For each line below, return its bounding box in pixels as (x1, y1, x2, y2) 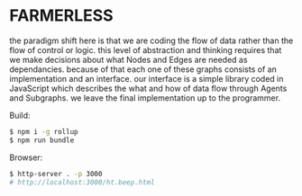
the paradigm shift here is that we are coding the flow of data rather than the (9, 35, 294, 46)
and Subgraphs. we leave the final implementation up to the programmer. (9, 92, 281, 103)
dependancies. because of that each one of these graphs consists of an (9, 64, 277, 75)
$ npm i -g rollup (9, 127, 78, 136)
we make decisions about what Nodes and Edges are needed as (9, 54, 248, 65)
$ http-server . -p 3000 (9, 169, 103, 178)
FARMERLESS (9, 5, 114, 26)
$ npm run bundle (9, 136, 75, 145)
